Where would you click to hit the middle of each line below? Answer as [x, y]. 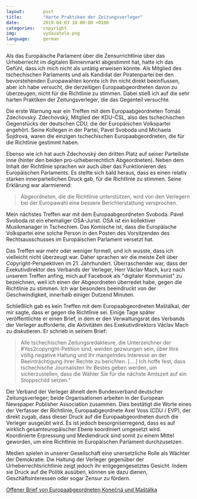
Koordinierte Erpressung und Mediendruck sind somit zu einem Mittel [90, 435]
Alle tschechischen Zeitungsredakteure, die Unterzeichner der [96, 342]
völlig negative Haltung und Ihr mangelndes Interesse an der [94, 355]
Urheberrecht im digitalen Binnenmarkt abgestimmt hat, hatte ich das [90, 62]
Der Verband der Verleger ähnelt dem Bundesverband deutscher [85, 392]
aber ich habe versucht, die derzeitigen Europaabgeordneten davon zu [92, 87]
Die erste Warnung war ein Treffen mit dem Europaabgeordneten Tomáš [94, 111]
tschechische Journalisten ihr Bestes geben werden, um [89, 367]
